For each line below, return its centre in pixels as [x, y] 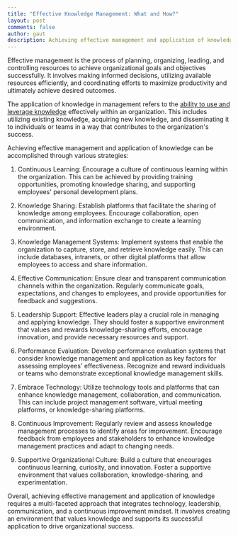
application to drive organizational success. [71, 526]
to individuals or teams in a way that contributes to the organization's [108, 127]
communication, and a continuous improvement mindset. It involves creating [119, 511]
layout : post [27, 21]
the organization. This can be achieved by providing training [105, 177]
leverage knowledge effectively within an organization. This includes [107, 112]
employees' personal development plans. [78, 192]
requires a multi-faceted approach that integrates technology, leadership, [114, 504]
